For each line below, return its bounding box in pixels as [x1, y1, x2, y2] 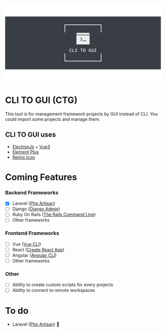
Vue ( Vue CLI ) [12, 241, 41, 247]
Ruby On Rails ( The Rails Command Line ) [12, 212, 96, 218]
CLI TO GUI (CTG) [5, 95, 78, 106]
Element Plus [12, 149, 39, 155]
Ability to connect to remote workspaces [12, 287, 95, 293]
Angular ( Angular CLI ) [12, 252, 57, 258]
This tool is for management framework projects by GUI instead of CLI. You [5, 111, 158, 117]
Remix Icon [12, 154, 36, 160]
